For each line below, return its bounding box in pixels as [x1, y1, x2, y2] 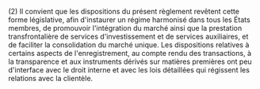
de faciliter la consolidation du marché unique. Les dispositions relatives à [8, 40, 250, 50]
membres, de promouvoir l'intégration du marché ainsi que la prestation [8, 24, 243, 32]
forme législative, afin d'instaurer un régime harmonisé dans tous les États [8, 15, 251, 24]
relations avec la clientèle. [8, 74, 94, 83]
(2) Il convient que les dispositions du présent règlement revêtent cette [8, 7, 240, 16]
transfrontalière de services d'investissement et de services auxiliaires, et [8, 32, 249, 41]
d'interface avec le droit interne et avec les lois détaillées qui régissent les [8, 65, 250, 74]
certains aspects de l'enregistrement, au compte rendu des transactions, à [8, 49, 252, 57]
